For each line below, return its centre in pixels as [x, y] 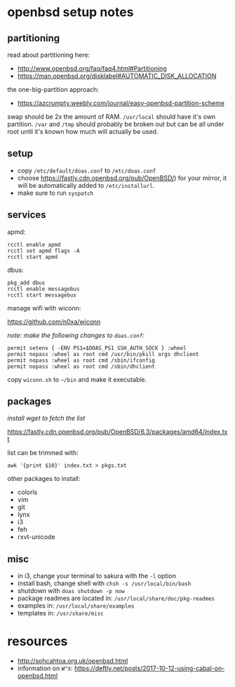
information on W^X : [45, 668]
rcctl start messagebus [42, 295]
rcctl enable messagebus [43, 289]
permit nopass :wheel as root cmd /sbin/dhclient [81, 366]
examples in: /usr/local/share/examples [76, 606]
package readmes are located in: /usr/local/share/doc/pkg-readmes [116, 598]
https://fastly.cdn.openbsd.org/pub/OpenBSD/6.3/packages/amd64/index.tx [117, 432]
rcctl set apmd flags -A [43, 251]
